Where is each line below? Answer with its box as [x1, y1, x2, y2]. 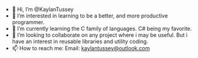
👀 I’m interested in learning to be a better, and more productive [11, 12, 168, 19]
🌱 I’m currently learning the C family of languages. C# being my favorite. [11, 25, 192, 32]
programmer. [11, 19, 45, 25]
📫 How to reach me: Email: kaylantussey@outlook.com [11, 45, 150, 51]
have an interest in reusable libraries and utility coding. [11, 38, 148, 45]
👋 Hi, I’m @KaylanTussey [11, 6, 74, 13]
